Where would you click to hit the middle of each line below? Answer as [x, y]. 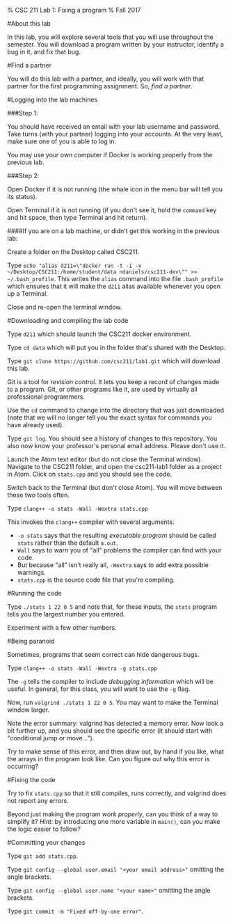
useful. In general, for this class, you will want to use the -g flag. [99, 689]
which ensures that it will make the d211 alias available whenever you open [114, 286]
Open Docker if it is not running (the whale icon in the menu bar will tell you [115, 189]
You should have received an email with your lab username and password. [114, 127]
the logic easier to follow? [44, 829]
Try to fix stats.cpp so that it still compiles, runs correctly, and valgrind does [117, 793]
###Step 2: [23, 176]
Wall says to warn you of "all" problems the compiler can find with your [119, 550]
